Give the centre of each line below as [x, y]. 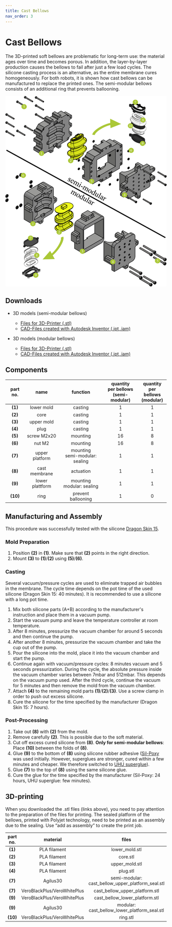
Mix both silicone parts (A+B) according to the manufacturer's [78, 609]
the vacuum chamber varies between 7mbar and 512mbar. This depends [89, 675]
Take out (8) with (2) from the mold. [50, 731]
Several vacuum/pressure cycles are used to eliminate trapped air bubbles [84, 583]
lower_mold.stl [126, 850]
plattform [41, 486]
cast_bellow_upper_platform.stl [127, 891]
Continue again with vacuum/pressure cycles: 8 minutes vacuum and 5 [88, 664]
